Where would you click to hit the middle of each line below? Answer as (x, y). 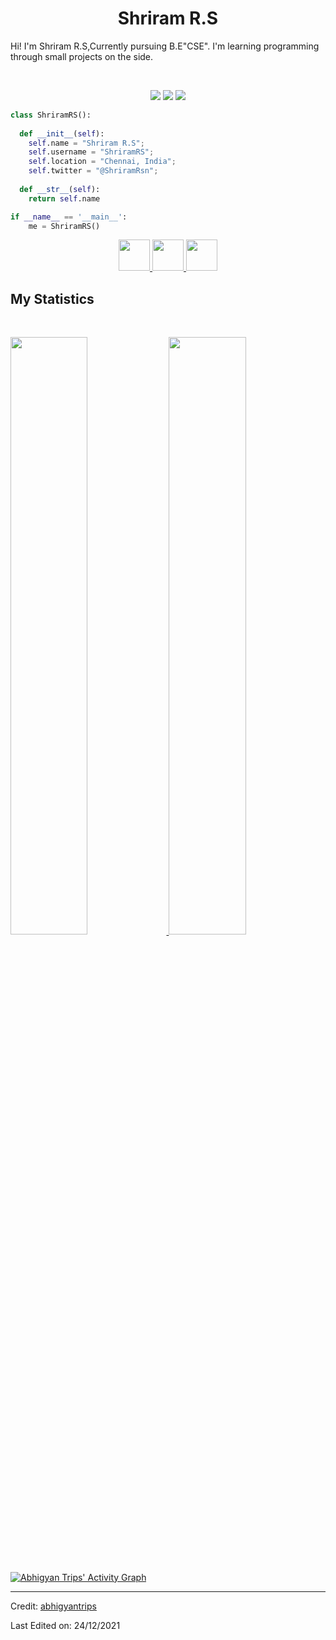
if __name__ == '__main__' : (69, 217)
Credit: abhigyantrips (53, 1606)
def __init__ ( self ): (62, 133)
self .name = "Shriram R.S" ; (86, 143)
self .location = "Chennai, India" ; (102, 162)
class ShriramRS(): (51, 115)
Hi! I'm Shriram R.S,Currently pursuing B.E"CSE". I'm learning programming (165, 46)
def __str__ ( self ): (60, 189)
